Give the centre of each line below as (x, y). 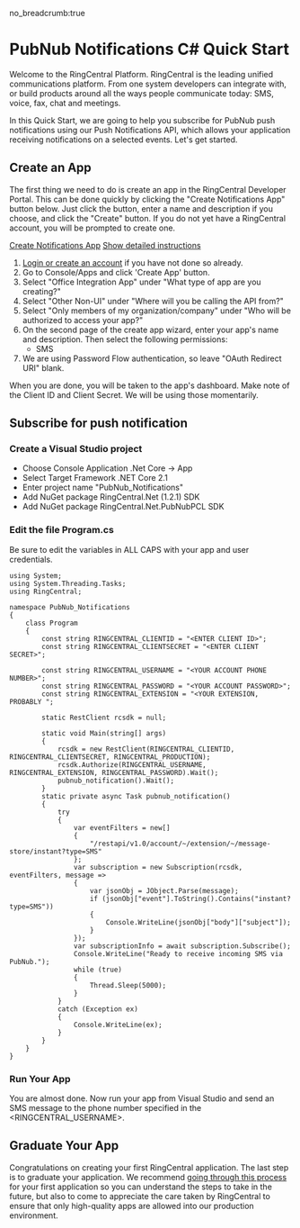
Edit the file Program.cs (62, 530)
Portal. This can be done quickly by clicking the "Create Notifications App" (147, 199)
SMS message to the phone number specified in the (106, 1108)
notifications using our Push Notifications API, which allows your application (150, 130)
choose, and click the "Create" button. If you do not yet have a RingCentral (147, 218)
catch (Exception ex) (98, 1009)
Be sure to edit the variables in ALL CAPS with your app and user (129, 549)
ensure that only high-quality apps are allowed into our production (132, 1205)
